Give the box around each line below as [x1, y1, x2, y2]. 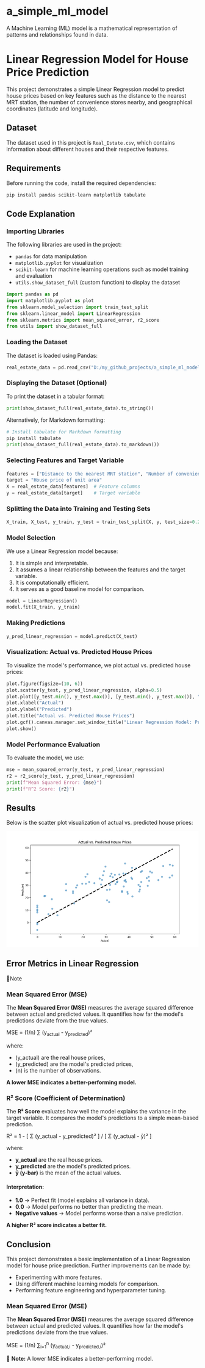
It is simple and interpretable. [15, 559, 88, 566]
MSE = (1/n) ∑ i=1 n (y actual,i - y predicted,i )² [6, 1341, 106, 1350]
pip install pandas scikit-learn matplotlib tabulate [6, 192, 146, 198]
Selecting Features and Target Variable [6, 456, 124, 465]
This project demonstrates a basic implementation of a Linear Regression [6, 1255, 190, 1262]
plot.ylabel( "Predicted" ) [6, 706, 72, 712]
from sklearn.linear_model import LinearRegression [6, 310, 140, 317]
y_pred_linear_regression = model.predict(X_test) [6, 633, 138, 639]
